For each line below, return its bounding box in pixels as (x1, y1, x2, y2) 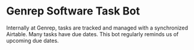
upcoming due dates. (6, 37, 59, 44)
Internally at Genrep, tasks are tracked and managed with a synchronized (6, 24, 189, 31)
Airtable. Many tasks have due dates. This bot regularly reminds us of (6, 30, 179, 37)
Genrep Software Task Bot (6, 4, 140, 18)
